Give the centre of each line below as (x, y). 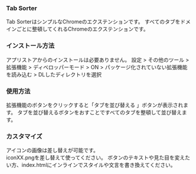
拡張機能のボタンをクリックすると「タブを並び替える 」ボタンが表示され (95, 105)
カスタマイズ (24, 136)
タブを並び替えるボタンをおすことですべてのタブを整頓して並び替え (99, 112)
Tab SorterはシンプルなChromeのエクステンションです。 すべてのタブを (93, 22)
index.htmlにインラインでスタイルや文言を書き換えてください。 (99, 165)
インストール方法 (30, 46)
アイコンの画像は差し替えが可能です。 (52, 150)
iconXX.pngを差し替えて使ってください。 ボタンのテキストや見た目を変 (93, 158)
